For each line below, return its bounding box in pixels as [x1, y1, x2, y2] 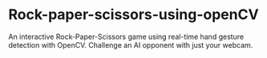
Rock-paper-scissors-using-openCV [8, 6, 259, 24]
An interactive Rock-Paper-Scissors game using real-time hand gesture [8, 32, 245, 41]
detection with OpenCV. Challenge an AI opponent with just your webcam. [8, 40, 253, 49]
